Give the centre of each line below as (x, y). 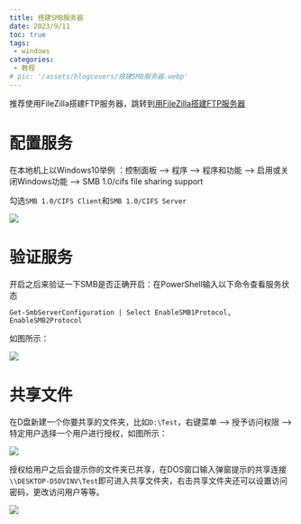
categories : (32, 60)
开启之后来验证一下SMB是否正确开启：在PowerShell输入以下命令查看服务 (146, 284)
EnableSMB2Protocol (46, 320)
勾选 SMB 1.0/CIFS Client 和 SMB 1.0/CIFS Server (98, 201)
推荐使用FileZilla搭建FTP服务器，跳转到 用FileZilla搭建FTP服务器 (128, 103)
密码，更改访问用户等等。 (57, 491)
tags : (19, 43)
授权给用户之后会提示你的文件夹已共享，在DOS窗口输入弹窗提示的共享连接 (148, 469)
